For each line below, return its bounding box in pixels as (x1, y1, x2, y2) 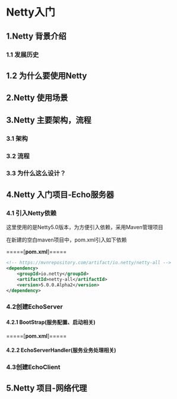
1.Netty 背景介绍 (6, 31, 67, 41)
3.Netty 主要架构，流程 (6, 115, 91, 125)
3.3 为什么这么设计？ (6, 169, 67, 178)
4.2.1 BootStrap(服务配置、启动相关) (6, 318, 96, 326)
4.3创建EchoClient (6, 363, 61, 372)
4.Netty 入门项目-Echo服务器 (6, 189, 115, 200)
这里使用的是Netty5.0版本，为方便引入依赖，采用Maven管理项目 (6, 224, 163, 231)
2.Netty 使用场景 (6, 93, 68, 103)
